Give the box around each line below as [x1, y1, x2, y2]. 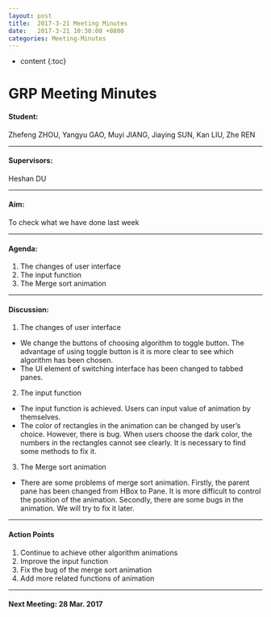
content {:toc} [19, 56, 67, 66]
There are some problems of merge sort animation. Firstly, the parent [19, 477, 250, 488]
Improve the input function [19, 556, 109, 565]
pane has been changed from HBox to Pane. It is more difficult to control [19, 486, 261, 496]
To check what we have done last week [8, 218, 140, 227]
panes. [19, 373, 44, 382]
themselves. [19, 412, 61, 422]
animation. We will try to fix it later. [19, 503, 135, 513]
